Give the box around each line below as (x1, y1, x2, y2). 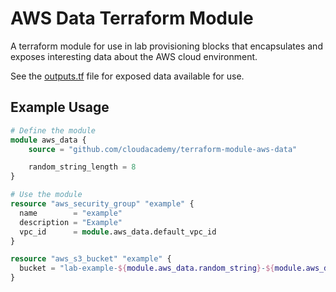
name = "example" (19, 208, 123, 218)
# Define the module (10, 125, 97, 136)
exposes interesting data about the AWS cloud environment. (10, 50, 258, 62)
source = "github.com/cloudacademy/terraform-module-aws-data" (28, 144, 298, 154)
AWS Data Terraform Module (10, 7, 254, 30)
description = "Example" (19, 217, 123, 227)
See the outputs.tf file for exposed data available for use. (10, 70, 245, 82)
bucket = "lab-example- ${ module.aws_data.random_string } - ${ (19, 263, 275, 274)
